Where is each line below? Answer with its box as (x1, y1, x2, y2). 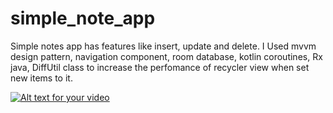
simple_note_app (10, 7, 156, 30)
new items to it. (10, 72, 73, 84)
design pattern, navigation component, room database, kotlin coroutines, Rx (10, 50, 323, 62)
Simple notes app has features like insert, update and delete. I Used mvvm (10, 40, 317, 52)
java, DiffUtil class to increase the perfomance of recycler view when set (10, 61, 310, 73)
